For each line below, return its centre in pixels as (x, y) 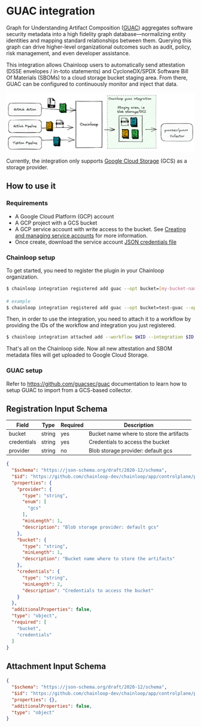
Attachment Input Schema (56, 666)
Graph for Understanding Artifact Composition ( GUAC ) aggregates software (100, 28)
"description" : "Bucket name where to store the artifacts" (98, 559)
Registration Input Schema (57, 409)
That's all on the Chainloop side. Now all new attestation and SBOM (89, 349)
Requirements (27, 204)
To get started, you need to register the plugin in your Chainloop (85, 270)
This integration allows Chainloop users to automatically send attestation (96, 65)
